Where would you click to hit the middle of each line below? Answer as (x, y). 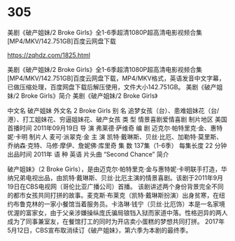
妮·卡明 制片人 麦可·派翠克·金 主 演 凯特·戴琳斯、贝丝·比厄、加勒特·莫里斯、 (115, 136)
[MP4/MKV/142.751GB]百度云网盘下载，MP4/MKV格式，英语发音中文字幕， (116, 78)
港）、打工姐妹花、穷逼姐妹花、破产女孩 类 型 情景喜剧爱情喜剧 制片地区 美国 (117, 119)
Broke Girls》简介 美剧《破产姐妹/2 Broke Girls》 (89, 96)
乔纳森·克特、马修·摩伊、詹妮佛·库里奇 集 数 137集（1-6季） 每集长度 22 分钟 (117, 145)
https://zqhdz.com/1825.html (49, 55)
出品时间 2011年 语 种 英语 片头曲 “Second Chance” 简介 (88, 154)
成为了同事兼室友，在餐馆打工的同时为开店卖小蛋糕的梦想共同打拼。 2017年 (116, 221)
